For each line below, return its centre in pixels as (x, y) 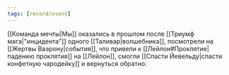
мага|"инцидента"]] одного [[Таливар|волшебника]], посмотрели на (111, 41)
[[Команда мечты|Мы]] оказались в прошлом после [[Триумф (101, 34)
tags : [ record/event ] (39, 14)
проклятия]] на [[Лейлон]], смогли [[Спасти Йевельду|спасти (129, 56)
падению (21, 56)
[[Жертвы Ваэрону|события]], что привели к (75, 48)
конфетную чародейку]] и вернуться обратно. (77, 63)
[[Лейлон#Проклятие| (176, 48)
